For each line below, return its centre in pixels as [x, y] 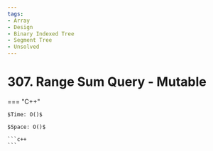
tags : [15, 14]
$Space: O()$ [27, 127]
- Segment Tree [30, 40]
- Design [20, 27]
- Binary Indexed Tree [41, 34]
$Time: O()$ [25, 114]
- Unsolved [23, 47]
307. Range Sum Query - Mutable [107, 82]
